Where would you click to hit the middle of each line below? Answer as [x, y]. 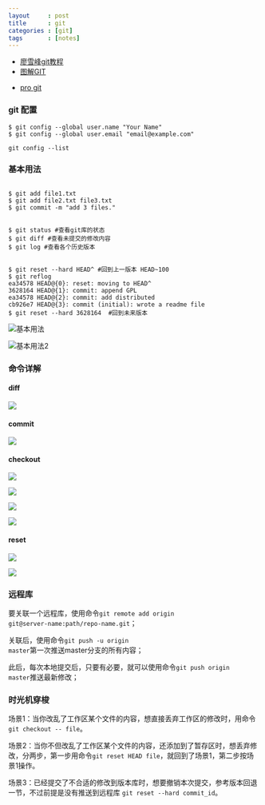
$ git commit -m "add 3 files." [62, 207]
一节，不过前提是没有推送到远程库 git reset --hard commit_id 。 [115, 793]
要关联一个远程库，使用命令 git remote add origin [91, 613]
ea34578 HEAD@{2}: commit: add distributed [82, 297]
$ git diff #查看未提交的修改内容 [59, 238]
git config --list [39, 148]
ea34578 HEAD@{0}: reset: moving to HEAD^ [80, 283]
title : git [37, 23]
